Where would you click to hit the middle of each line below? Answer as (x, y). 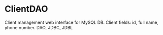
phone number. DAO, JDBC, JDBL (39, 27)
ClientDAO (26, 9)
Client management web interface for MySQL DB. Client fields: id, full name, (81, 22)
